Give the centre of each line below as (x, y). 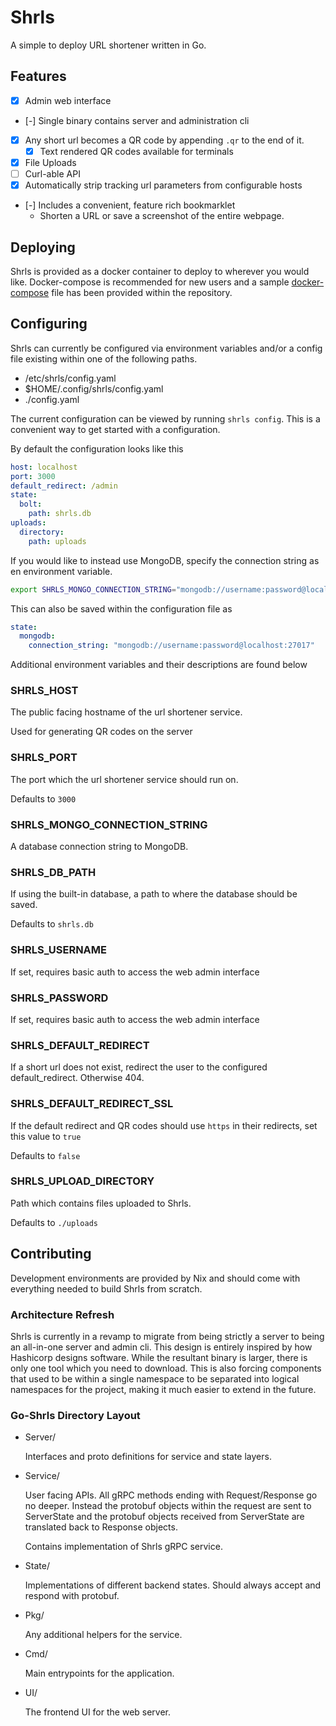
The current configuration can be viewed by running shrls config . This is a (165, 418)
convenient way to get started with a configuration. (115, 429)
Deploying (43, 247)
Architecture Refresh (62, 1314)
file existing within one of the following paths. (104, 358)
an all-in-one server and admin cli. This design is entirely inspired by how (161, 1347)
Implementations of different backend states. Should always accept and (173, 1585)
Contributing (51, 1254)
